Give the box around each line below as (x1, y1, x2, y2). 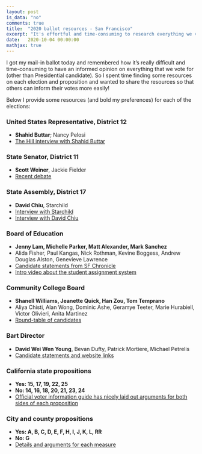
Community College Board (6, 284, 85, 292)
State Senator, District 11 (6, 153, 79, 161)
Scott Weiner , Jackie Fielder (14, 166, 87, 173)
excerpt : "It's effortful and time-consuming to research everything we (6, 31, 192, 37)
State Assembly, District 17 (6, 188, 87, 196)
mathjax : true (6, 43, 42, 49)
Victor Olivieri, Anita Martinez (14, 310, 88, 317)
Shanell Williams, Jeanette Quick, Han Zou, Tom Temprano (14, 297, 165, 305)
